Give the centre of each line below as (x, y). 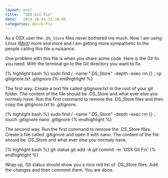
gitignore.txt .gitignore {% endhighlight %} (49, 79)
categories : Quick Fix (29, 24)
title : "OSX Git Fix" (29, 15)
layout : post (19, 10)
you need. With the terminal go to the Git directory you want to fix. (73, 64)
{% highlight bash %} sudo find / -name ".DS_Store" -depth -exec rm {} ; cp (83, 74)
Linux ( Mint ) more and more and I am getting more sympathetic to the (77, 44)
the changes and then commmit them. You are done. (59, 170)
